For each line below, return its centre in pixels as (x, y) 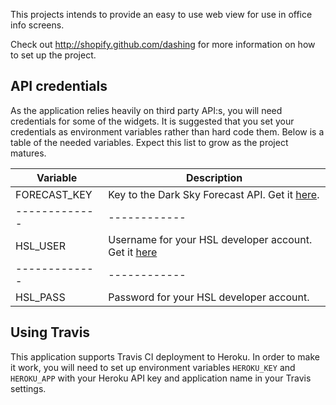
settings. (28, 388)
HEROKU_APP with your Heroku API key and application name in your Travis (161, 378)
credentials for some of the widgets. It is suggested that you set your (152, 121)
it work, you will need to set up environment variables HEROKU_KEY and (153, 367)
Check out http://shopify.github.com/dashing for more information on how (163, 44)
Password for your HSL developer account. (209, 297)
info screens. (37, 25)
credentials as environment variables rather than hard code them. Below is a (167, 131)
